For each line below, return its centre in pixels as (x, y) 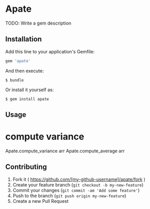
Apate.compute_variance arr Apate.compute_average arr (65, 151)
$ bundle (15, 80)
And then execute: (25, 71)
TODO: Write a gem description (38, 23)
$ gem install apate (27, 99)
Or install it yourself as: (29, 90)
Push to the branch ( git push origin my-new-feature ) (69, 196)
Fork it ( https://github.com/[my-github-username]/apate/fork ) (79, 179)
